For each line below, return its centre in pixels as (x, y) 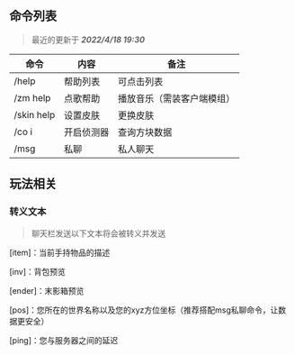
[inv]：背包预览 (37, 271)
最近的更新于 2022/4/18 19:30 (88, 40)
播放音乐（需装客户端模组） (177, 98)
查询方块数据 (145, 132)
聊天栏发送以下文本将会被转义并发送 (98, 233)
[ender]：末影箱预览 (47, 290)
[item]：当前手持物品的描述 (60, 252)
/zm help (32, 97)
